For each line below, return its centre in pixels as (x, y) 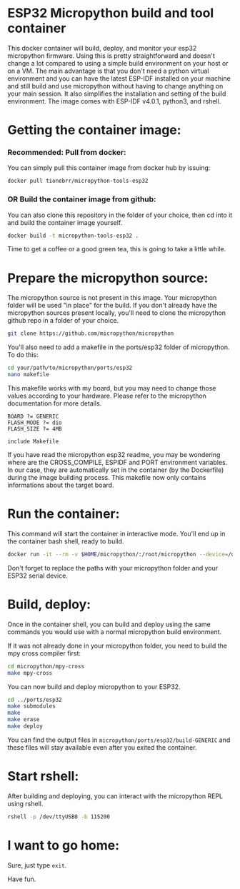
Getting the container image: (94, 130)
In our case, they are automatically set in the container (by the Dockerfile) (116, 470)
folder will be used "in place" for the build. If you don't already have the (112, 306)
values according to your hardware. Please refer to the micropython (107, 396)
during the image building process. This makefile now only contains (107, 478)
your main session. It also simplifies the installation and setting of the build (117, 94)
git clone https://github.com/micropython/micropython (91, 333)
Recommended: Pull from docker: (67, 153)
